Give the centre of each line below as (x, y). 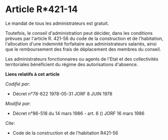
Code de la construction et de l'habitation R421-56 (65, 133)
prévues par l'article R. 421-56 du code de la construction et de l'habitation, (84, 38)
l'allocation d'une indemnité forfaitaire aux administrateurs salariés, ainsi (81, 43)
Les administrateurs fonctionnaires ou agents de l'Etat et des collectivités (82, 59)
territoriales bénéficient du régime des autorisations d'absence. (72, 64)
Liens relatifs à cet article (32, 74)
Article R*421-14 (42, 9)
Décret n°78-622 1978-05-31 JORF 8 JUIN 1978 (62, 94)
